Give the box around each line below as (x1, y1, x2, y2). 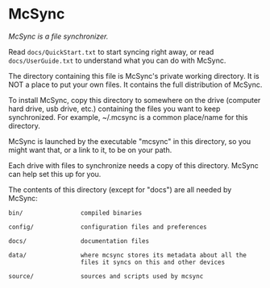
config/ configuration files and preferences (8, 223, 207, 231)
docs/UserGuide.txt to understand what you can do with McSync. (8, 56, 226, 65)
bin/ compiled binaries (8, 208, 143, 217)
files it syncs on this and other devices (80, 258, 226, 266)
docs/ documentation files (8, 237, 150, 245)
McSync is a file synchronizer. (8, 31, 109, 41)
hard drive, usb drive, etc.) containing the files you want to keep (8, 104, 221, 113)
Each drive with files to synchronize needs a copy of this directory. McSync (8, 160, 260, 170)
